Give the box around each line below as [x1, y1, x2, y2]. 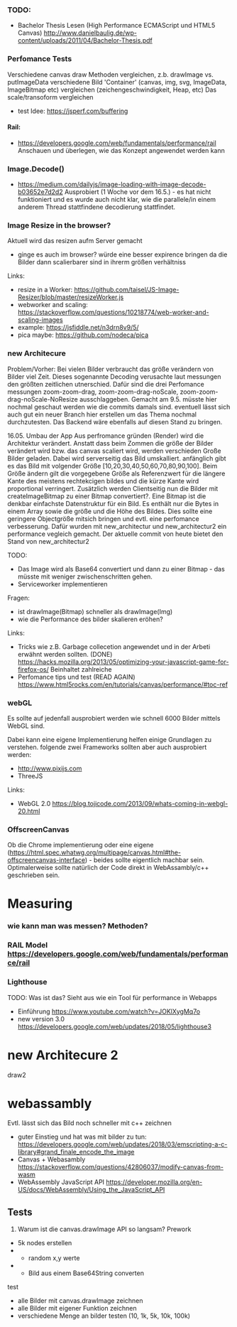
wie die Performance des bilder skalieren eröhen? [17, 615, 163, 623]
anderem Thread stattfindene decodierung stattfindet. [17, 203, 176, 211]
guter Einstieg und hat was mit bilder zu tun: [17, 1132, 147, 1141]
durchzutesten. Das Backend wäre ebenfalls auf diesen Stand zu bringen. [7, 417, 223, 426]
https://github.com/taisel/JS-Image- [74, 286, 180, 294]
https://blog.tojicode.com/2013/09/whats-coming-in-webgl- [52, 799, 228, 807]
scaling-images [17, 316, 63, 324]
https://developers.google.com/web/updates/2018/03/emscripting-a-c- [17, 1140, 228, 1149]
